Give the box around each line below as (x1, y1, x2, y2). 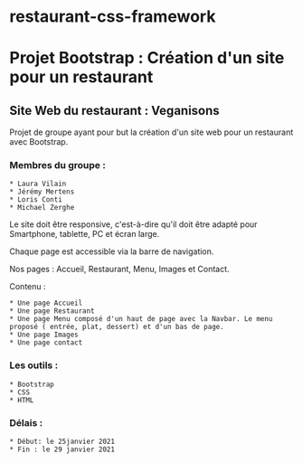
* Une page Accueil (9, 298, 83, 308)
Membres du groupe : (9, 159, 106, 172)
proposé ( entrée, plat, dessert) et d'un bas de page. (9, 323, 224, 332)
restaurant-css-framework (9, 6, 216, 27)
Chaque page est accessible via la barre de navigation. (9, 246, 214, 257)
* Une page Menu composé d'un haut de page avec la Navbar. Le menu (9, 315, 273, 324)
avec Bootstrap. (9, 137, 69, 147)
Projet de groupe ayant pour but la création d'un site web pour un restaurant (9, 127, 294, 137)
